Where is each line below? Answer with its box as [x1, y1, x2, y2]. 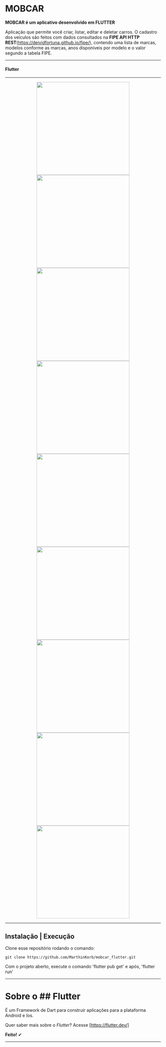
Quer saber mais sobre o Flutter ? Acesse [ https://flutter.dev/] [5, 1022, 129, 1028]
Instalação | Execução [5, 932, 75, 940]
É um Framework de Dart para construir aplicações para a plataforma [5, 1007, 146, 1013]
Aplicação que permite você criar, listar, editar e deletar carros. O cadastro [5, 29, 157, 35]
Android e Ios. [5, 1012, 34, 1018]
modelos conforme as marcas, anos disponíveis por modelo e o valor [5, 45, 146, 51]
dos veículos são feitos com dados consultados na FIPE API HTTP [5, 34, 140, 40]
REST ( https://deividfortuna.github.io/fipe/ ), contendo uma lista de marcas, [5, 39, 157, 45]
